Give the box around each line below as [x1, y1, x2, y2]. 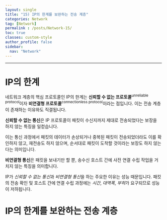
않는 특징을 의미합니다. [14, 163, 59, 169]
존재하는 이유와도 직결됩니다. [10, 106, 67, 112]
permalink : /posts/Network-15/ [5, 26, 72, 31]
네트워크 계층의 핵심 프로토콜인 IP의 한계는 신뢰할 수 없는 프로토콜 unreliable [5, 93, 149, 100]
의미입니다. [14, 146, 36, 152]
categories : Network [5, 16, 48, 21]
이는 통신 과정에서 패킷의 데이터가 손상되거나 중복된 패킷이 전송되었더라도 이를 [5, 134, 157, 140]
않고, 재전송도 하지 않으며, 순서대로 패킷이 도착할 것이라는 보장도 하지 [18, 140, 153, 146]
